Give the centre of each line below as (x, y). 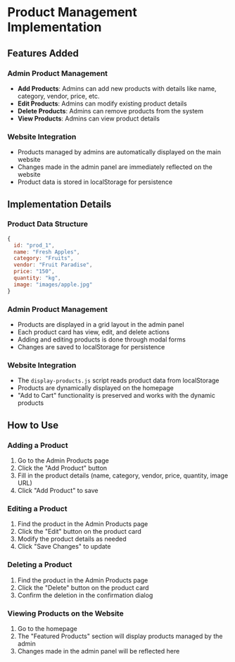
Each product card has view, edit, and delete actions (94, 332)
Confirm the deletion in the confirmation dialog (85, 595)
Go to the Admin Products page (63, 461)
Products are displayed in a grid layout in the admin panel (101, 325)
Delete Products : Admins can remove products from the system (110, 111)
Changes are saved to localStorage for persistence (91, 347)
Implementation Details (59, 204)
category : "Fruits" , (44, 258)
